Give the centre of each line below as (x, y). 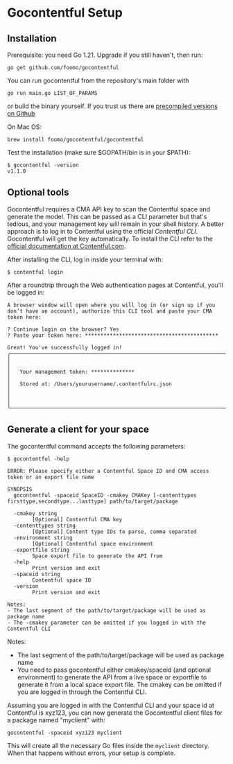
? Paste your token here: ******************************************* (113, 335)
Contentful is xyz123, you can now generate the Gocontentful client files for (115, 713)
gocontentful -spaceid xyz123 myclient (65, 733)
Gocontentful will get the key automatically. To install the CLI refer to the (110, 238)
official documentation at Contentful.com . (67, 246)
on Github (21, 113)
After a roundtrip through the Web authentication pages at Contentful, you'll (115, 285)
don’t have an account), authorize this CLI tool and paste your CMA (110, 311)
